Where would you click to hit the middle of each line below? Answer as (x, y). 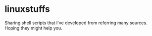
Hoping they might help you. (33, 28)
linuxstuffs (27, 9)
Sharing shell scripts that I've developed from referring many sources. (76, 23)
